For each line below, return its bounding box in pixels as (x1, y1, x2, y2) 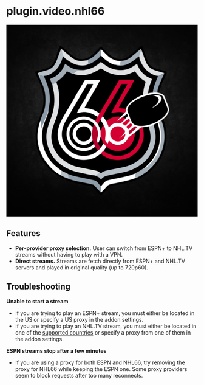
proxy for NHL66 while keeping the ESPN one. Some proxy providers (15, 365, 188, 372)
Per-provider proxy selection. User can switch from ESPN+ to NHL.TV (15, 245, 193, 252)
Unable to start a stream (6, 297, 69, 305)
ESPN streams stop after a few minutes (6, 347, 107, 354)
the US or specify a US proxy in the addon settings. (15, 316, 144, 323)
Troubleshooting (6, 282, 71, 292)
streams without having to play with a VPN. (15, 251, 123, 258)
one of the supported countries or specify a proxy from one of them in (15, 328, 191, 336)
